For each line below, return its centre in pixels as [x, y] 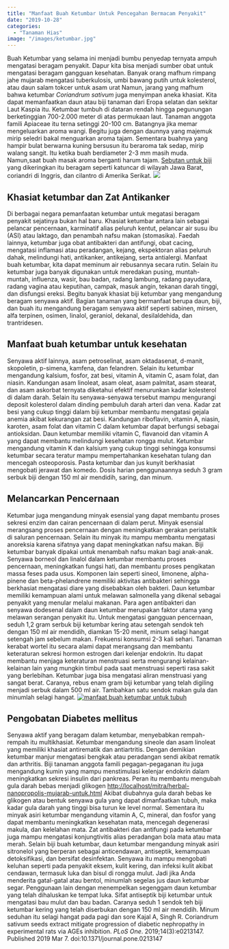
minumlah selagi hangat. [42, 697]
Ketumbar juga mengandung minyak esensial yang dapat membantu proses [113, 515]
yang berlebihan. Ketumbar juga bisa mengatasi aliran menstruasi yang [107, 675]
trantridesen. [25, 322]
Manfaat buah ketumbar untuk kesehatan [97, 344]
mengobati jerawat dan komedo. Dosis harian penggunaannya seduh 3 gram [115, 470]
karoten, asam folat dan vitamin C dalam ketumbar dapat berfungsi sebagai [113, 426]
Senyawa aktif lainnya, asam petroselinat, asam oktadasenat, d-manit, [106, 361]
